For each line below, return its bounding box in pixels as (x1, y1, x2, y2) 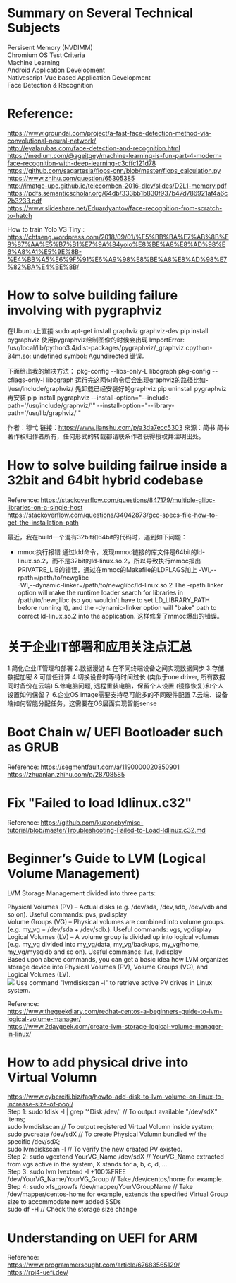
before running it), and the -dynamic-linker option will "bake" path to (17, 603, 217, 611)
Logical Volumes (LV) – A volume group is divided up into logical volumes (7, 932, 220, 941)
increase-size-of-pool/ (7, 1100, 74, 1109)
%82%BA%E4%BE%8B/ (7, 263, 80, 271)
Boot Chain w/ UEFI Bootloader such (7, 724, 223, 740)
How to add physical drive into (7, 1054, 189, 1070)
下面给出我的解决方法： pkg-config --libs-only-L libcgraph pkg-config (7, 366, 211, 375)
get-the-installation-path (7, 518, 79, 527)
